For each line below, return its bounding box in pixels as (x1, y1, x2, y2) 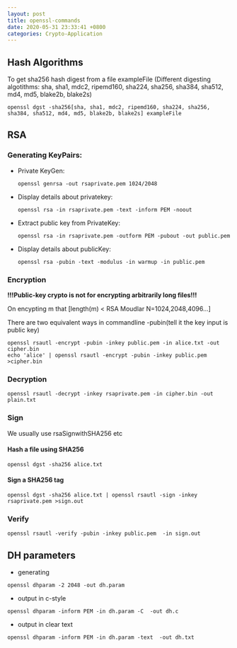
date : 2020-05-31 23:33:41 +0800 (7, 23, 106, 30)
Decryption (7, 374, 47, 384)
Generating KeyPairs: (7, 150, 83, 160)
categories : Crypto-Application (7, 30, 103, 37)
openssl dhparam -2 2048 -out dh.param (7, 582, 125, 589)
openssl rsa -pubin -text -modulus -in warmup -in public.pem (17, 258, 205, 265)
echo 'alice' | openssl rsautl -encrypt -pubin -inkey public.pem (7, 352, 207, 359)
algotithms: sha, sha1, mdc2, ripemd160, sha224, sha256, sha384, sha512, (7, 83, 224, 91)
